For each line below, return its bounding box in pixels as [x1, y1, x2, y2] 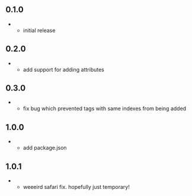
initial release [23, 27, 56, 34]
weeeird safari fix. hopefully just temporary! [23, 184, 130, 191]
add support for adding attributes [23, 66, 104, 73]
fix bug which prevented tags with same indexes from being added [23, 105, 187, 112]
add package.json [23, 144, 67, 152]
